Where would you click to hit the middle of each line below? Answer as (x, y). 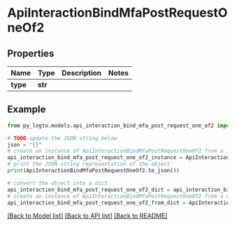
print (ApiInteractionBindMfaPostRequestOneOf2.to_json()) (93, 171)
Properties (31, 53)
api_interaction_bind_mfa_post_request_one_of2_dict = (89, 190)
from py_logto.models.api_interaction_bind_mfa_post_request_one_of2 (111, 126)
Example (27, 110)
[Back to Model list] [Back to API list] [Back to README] (87, 216)
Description (81, 73)
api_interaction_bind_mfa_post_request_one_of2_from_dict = (97, 203)
